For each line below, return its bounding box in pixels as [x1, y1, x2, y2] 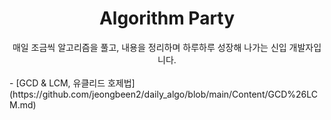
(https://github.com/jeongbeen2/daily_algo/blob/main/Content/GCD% [9, 88, 297, 100]
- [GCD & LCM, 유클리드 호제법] [9, 77, 136, 89]
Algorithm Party [98, 7, 236, 30]
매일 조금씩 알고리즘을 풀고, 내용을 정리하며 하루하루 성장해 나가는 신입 [12, 41, 287, 53]
